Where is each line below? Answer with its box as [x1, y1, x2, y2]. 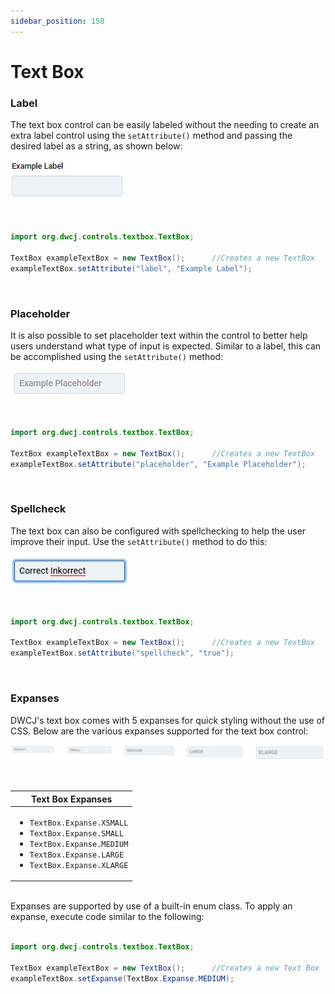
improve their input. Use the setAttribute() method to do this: [10, 535, 268, 547]
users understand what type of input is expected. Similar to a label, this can [10, 340, 322, 352]
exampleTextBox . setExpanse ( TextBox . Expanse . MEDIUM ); [10, 973, 235, 984]
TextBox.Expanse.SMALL [29, 828, 125, 839]
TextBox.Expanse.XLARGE [29, 860, 129, 870]
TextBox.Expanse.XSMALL [29, 818, 129, 828]
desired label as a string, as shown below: [10, 140, 183, 152]
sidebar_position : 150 [10, 16, 105, 26]
